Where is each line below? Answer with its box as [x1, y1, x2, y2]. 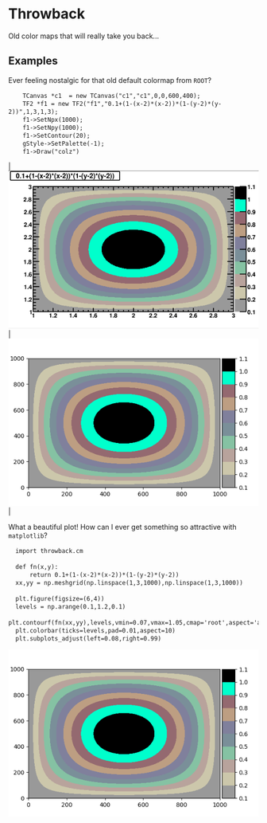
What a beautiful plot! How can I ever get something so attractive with [8, 523, 237, 532]
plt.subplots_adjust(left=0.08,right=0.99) [15, 635, 161, 643]
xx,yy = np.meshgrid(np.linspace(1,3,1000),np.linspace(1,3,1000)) [15, 579, 244, 587]
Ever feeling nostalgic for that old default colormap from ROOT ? [8, 75, 212, 84]
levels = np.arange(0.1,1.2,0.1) [15, 603, 126, 611]
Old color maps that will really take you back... [8, 31, 160, 41]
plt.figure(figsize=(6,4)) [15, 595, 105, 603]
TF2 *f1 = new [22, 100, 69, 108]
